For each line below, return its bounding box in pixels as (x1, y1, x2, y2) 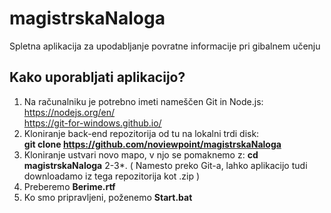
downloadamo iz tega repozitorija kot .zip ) (23, 170, 201, 182)
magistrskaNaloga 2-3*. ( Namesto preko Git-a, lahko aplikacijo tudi (23, 159, 308, 171)
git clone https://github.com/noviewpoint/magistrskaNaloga (23, 138, 282, 150)
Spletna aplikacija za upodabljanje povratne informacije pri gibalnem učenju (9, 40, 321, 52)
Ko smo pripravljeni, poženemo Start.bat (23, 191, 193, 203)
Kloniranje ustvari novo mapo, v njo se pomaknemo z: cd (23, 148, 259, 161)
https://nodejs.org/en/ (23, 106, 116, 118)
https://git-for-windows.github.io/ (23, 117, 162, 129)
